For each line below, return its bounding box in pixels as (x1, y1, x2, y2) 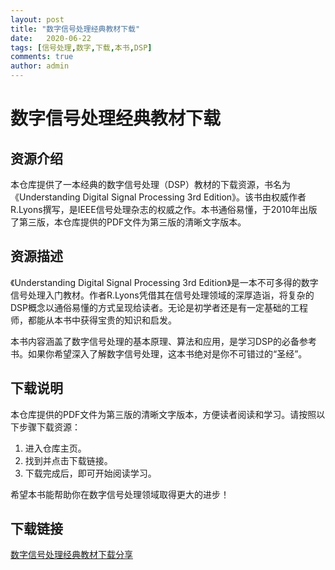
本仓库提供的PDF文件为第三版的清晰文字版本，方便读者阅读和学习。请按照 (10, 408, 317, 420)
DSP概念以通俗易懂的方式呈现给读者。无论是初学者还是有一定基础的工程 (10, 301, 309, 313)
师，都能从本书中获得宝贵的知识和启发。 (10, 314, 177, 326)
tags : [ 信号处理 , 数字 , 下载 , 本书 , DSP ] (10, 42, 153, 53)
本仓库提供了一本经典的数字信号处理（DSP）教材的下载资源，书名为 (10, 179, 292, 190)
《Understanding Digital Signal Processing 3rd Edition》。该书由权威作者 (10, 191, 307, 203)
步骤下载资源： (18, 421, 81, 433)
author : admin (10, 61, 70, 71)
